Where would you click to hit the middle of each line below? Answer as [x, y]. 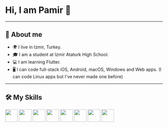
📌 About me [24, 35]
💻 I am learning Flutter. [36, 62]
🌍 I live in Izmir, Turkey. [37, 47]
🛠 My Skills [24, 97]
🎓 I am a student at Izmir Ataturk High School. [60, 54]
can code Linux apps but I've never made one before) [68, 76]
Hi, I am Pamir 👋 [38, 10]
